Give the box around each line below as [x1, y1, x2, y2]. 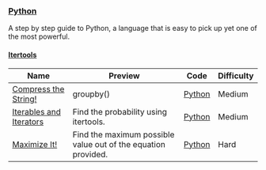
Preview [108, 70, 140, 81]
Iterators [12, 116, 44, 127]
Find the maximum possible [72, 129, 175, 140]
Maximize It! [12, 138, 58, 149]
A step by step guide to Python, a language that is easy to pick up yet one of [8, 24, 257, 33]
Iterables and [12, 106, 61, 117]
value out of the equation [72, 138, 166, 149]
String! [12, 93, 37, 104]
